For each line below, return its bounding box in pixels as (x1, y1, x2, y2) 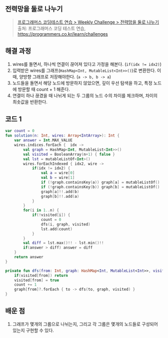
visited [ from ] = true (14, 278, 59, 283)
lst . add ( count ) (40, 227, 72, 232)
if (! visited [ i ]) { (31, 212, 70, 217)
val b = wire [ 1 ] (40, 175, 75, 180)
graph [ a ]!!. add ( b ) (40, 189, 79, 194)
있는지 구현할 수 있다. (12, 327, 54, 333)
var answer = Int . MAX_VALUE (14, 138, 72, 143)
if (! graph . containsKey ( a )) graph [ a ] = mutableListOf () (40, 180, 160, 185)
